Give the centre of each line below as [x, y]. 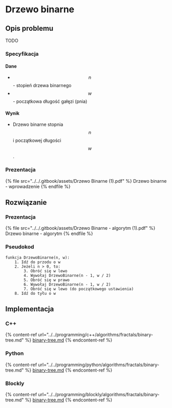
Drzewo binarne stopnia [38, 124]
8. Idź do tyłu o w [35, 293]
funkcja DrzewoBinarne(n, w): [38, 257]
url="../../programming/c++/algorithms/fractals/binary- [96, 335]
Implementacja [30, 309]
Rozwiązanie [26, 202]
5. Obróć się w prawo [47, 280]
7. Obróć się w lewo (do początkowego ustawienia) [79, 289]
